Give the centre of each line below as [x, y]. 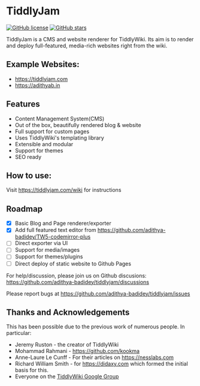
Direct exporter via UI [41, 243]
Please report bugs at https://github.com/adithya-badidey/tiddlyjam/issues [98, 293]
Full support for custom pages [52, 131]
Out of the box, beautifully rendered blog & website [78, 125]
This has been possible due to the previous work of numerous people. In [96, 327]
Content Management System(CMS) [60, 119]
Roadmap [25, 209]
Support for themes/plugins [49, 257]
